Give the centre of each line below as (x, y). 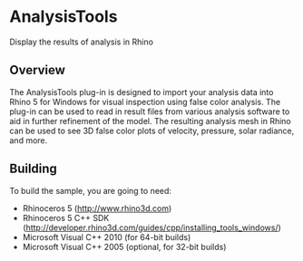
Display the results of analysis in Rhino (82, 42)
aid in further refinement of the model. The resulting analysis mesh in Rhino (151, 121)
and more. (29, 140)
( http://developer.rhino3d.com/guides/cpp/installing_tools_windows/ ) (151, 227)
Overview (38, 70)
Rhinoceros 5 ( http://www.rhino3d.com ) (97, 208)
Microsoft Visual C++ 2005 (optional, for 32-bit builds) (124, 246)
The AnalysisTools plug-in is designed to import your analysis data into (142, 92)
